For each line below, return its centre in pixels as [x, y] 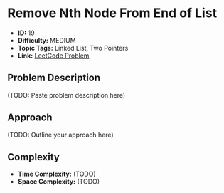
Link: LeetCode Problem [53, 56]
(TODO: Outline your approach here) [60, 135]
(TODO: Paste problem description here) [66, 95]
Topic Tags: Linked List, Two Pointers [73, 48]
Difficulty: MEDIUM [47, 40]
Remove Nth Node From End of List [112, 13]
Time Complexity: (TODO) [57, 174]
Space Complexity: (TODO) [59, 182]
